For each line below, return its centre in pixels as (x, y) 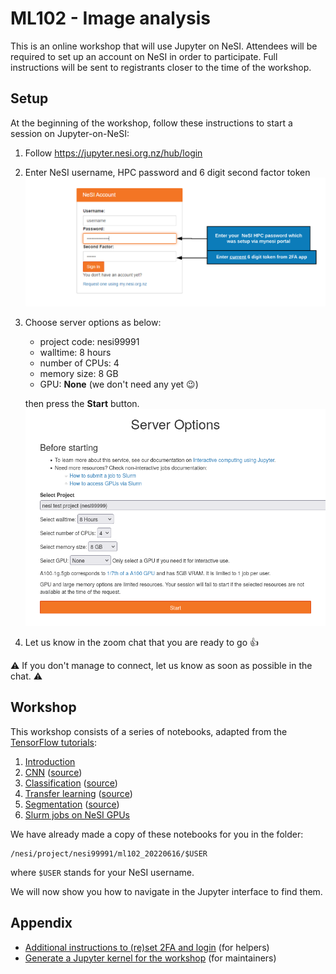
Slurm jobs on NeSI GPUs (77, 814)
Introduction (50, 761)
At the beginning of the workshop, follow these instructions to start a (151, 123)
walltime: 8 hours (75, 352)
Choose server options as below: (93, 322)
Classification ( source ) (71, 783)
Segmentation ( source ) (72, 804)
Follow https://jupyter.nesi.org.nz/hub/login (113, 153)
